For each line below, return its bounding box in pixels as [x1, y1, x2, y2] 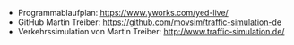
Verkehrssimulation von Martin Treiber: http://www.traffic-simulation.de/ [17, 26, 285, 36]
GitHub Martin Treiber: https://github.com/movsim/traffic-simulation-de [17, 17, 282, 27]
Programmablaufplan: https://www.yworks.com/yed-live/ [17, 8, 229, 18]
